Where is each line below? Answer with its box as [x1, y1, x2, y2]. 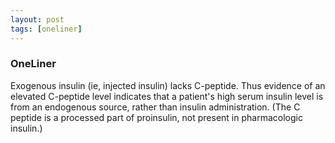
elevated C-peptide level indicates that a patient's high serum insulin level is [10, 90, 324, 102]
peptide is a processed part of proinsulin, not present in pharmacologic [10, 111, 303, 123]
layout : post [10, 14, 65, 25]
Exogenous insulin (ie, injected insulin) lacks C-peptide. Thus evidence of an [10, 79, 326, 91]
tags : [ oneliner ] [10, 24, 83, 34]
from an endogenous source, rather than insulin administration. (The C [10, 101, 301, 113]
